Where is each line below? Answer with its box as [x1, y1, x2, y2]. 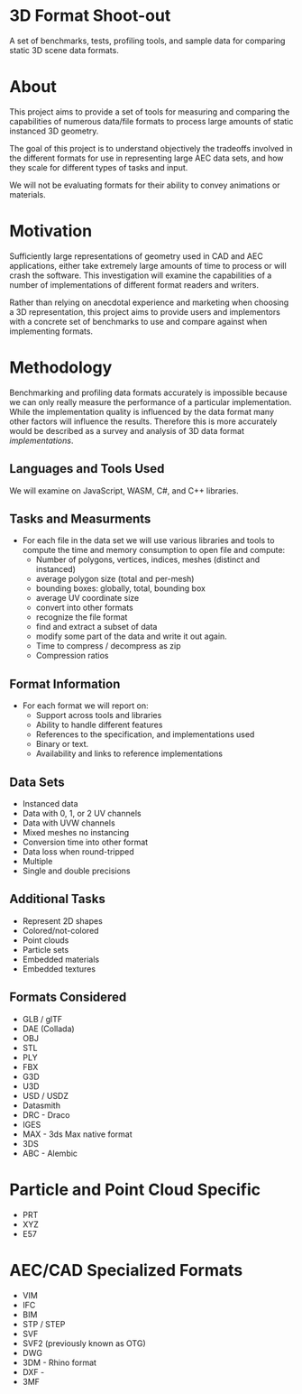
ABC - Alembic [22, 1148, 78, 1159]
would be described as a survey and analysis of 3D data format [9, 425, 245, 436]
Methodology [9, 357, 113, 377]
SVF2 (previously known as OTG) [22, 1337, 146, 1349]
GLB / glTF [22, 1013, 63, 1024]
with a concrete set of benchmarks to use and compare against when [9, 316, 268, 327]
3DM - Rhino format [22, 1357, 97, 1368]
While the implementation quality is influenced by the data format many [9, 406, 275, 417]
